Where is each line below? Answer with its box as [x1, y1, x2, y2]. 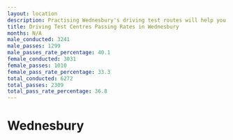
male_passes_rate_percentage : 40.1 [7, 49, 111, 56]
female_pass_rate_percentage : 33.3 [7, 68, 111, 75]
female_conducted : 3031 [7, 56, 77, 63]
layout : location [7, 10, 58, 17]
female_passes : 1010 [7, 62, 68, 69]
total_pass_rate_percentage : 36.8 [7, 88, 108, 95]
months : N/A [7, 29, 42, 37]
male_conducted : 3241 [7, 36, 70, 43]
